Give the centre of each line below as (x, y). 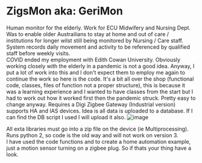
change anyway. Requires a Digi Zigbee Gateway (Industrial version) (91, 104)
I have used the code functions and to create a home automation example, (99, 141)
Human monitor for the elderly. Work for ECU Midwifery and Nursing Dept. (99, 28)
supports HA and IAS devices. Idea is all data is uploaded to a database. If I (99, 111)
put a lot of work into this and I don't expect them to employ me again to (96, 72)
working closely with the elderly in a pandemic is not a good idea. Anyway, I (100, 66)
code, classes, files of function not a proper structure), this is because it (96, 85)
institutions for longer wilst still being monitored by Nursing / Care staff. (95, 40)
